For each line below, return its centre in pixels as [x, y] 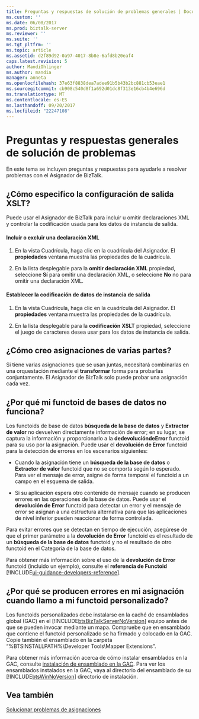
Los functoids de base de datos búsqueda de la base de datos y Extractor [98, 426]
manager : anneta [26, 78]
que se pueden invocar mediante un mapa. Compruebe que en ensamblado [98, 627]
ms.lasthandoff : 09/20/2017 [41, 105]
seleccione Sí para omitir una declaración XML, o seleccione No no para [103, 275]
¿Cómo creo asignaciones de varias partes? [89, 350]
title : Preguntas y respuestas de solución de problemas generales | [94, 12]
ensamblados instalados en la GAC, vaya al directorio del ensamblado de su [99, 670]
